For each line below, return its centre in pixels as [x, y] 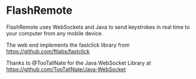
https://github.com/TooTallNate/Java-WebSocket [66, 69]
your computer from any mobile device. [55, 33]
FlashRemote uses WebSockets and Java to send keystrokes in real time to [98, 27]
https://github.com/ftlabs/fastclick [48, 51]
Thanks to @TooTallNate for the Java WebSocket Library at [79, 63]
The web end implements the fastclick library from [68, 45]
